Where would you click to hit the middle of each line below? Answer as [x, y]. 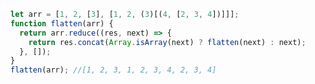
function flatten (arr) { [62, 23]
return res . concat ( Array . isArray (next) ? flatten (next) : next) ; [167, 42]
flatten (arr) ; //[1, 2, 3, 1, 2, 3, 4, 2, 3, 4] [113, 70]
